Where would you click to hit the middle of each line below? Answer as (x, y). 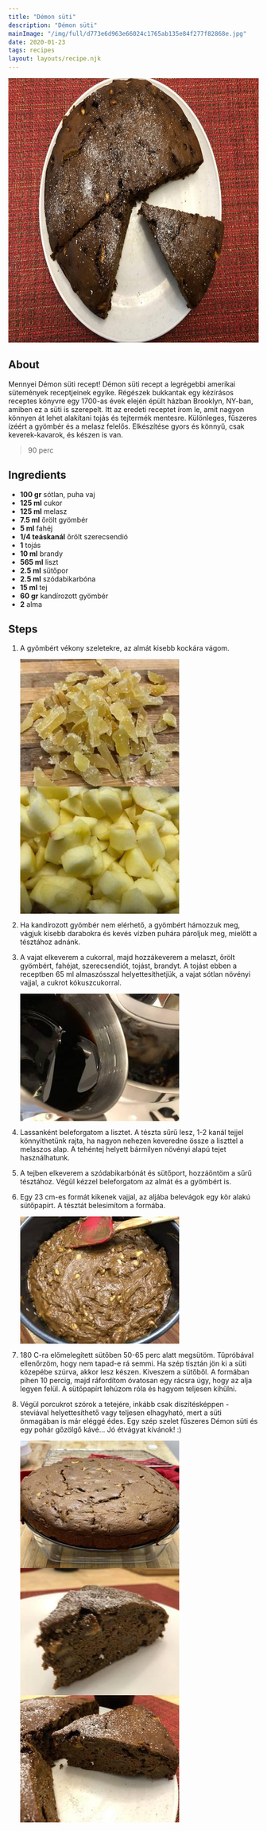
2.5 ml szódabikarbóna (58, 579)
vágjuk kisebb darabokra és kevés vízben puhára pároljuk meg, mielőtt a (138, 934)
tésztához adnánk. (50, 942)
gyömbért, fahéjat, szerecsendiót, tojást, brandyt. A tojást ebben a (128, 966)
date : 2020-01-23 (37, 42)
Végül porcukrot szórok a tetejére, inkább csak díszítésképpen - (124, 1405)
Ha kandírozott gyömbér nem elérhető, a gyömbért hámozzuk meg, (130, 925)
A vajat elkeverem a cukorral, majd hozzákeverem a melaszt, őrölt (127, 958)
